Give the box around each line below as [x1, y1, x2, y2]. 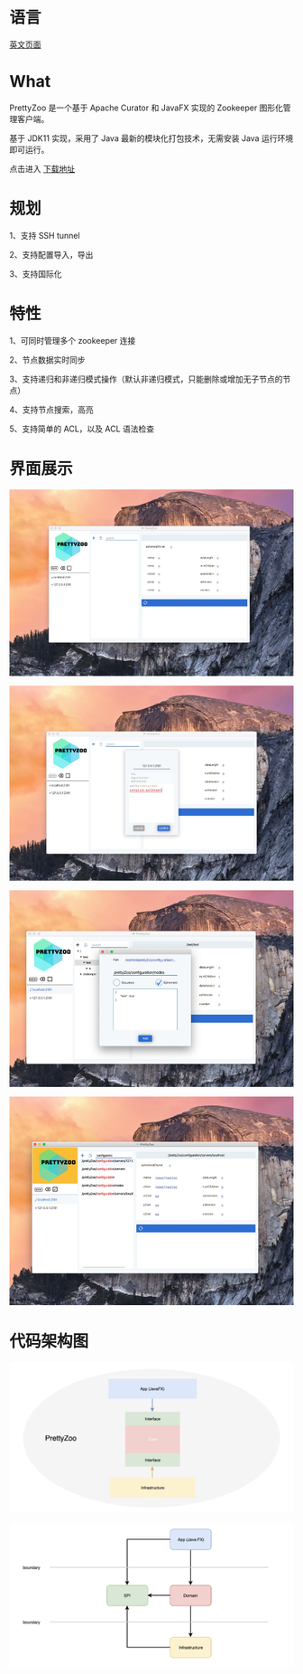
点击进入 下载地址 [9, 163, 75, 174]
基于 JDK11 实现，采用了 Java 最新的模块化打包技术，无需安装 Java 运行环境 [9, 132, 294, 144]
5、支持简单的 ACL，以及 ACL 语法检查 [9, 423, 155, 434]
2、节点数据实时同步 [9, 354, 86, 365]
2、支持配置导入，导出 [9, 249, 94, 260]
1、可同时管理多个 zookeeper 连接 [9, 335, 136, 345]
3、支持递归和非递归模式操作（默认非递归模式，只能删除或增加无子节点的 [9, 374, 283, 384]
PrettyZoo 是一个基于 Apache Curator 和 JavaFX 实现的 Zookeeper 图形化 [9, 102, 284, 113]
